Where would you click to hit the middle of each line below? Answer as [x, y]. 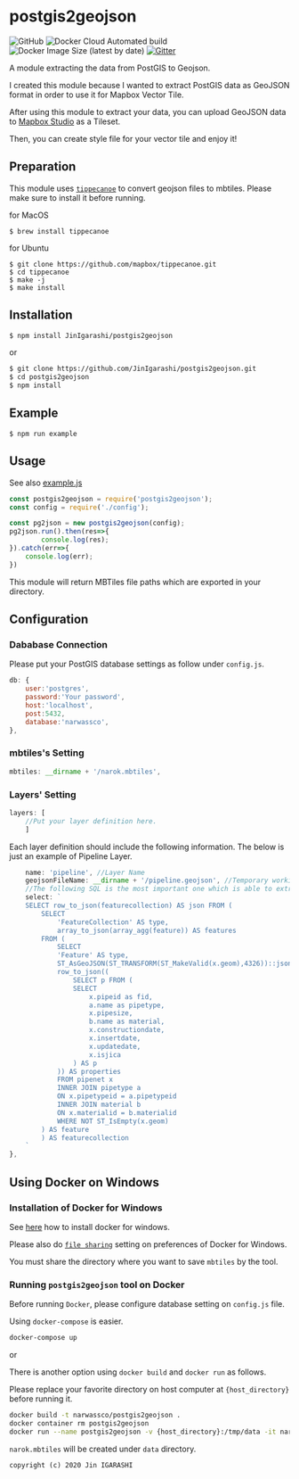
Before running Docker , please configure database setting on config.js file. [147, 1304]
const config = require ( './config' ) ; [79, 507]
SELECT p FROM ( [103, 980]
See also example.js [46, 483]
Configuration [49, 620]
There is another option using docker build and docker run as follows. [138, 1372]
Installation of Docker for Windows [86, 1208]
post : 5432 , [45, 714]
